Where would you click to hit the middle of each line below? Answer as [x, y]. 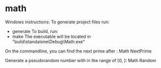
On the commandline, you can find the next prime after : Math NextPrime [78, 51]
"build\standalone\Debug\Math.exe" [48, 41]
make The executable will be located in [51, 36]
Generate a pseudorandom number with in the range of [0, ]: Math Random [81, 60]
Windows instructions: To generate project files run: [57, 22]
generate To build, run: [35, 31]
